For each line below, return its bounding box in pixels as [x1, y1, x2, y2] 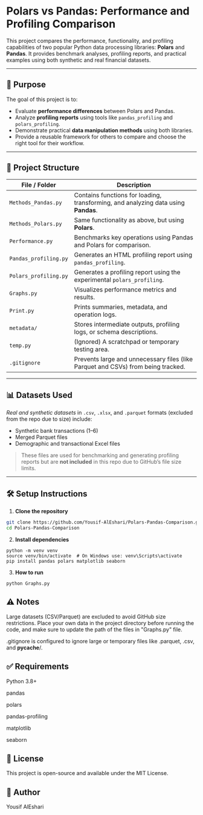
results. [74, 293, 95, 301]
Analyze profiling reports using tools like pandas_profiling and [14, 114, 173, 121]
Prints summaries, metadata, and [74, 302, 167, 311]
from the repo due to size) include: [6, 415, 92, 423]
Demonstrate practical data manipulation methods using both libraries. [14, 126, 193, 134]
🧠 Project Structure [6, 163, 80, 173]
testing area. [74, 345, 110, 353]
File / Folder [21, 180, 56, 189]
